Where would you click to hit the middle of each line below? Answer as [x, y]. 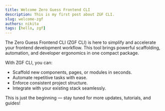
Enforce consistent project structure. [50, 83]
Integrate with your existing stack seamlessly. [59, 88]
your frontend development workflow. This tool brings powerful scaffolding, [83, 48]
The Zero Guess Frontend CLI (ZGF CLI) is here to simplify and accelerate [81, 42]
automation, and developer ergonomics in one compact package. [72, 53]
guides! [13, 103]
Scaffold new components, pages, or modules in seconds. [72, 72]
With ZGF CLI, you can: [29, 63]
